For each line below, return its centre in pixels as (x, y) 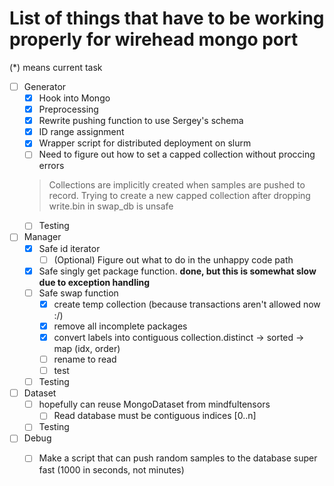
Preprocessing (68, 109)
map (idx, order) (87, 348)
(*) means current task (56, 67)
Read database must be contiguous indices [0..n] (155, 416)
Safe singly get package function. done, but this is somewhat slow (177, 271)
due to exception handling (94, 282)
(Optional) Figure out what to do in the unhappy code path (173, 259)
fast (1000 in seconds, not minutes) (111, 469)
